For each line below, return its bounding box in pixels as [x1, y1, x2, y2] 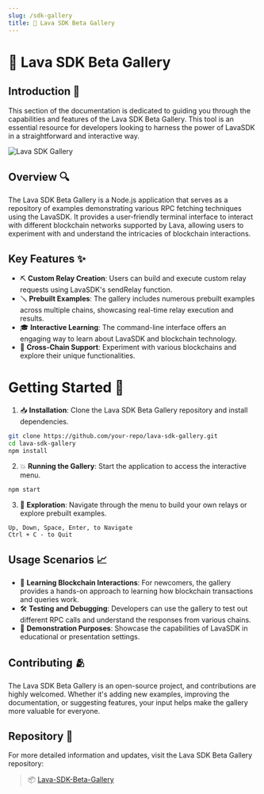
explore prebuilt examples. [19, 508, 107, 518]
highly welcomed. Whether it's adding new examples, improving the [8, 689, 230, 699]
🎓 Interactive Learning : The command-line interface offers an [19, 323, 227, 332]
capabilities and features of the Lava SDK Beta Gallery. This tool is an [8, 114, 234, 124]
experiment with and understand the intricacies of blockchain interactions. [8, 229, 251, 239]
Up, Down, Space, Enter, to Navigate [8, 524, 133, 531]
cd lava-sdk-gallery [8, 439, 77, 447]
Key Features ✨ [8, 251, 86, 266]
